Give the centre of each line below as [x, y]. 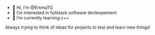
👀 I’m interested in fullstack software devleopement [64, 13]
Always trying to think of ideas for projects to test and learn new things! [78, 27]
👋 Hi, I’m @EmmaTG [33, 8]
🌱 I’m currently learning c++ [41, 18]
